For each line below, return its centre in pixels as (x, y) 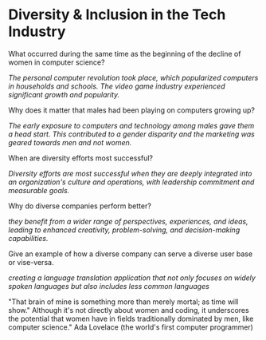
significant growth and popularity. (64, 94)
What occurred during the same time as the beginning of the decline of (125, 53)
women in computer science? (57, 62)
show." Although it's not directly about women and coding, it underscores (129, 310)
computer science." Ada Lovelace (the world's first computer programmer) (131, 327)
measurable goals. (39, 190)
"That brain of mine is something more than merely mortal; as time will (123, 302)
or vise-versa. (31, 262)
